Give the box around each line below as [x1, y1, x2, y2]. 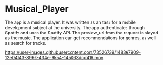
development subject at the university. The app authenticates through [5, 24, 145, 30]
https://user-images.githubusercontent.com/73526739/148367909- [5, 49, 141, 55]
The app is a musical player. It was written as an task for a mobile [5, 19, 136, 25]
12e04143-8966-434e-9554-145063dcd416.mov [5, 54, 104, 60]
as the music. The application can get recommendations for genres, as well [5, 35, 156, 41]
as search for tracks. [5, 40, 47, 46]
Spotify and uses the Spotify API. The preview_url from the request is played [5, 30, 158, 35]
